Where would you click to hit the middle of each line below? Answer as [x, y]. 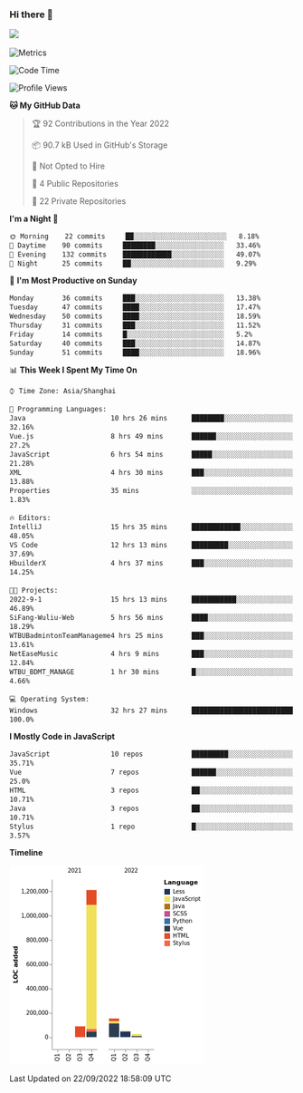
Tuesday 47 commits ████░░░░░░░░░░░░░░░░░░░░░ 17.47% [135, 307]
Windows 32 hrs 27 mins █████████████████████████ [151, 711]
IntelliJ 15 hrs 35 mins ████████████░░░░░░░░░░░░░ [151, 527]
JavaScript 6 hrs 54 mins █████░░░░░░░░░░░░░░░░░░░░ [151, 455]
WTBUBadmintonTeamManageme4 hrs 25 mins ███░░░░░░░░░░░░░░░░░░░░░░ [151, 636]
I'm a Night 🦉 [34, 219]
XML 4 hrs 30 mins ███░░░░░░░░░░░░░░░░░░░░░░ [151, 473]
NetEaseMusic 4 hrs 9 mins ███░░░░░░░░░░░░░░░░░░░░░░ [151, 654]
